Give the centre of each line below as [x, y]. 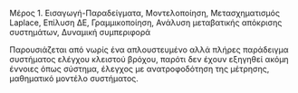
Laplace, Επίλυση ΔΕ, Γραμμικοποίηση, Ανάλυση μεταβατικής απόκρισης [146, 23]
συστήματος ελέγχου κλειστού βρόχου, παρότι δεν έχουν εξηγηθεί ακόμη [149, 59]
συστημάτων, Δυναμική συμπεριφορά [80, 32]
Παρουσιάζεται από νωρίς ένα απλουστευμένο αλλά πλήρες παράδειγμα [149, 50]
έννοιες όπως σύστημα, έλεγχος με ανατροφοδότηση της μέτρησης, [139, 69]
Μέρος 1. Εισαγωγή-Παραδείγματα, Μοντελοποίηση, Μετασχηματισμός [145, 13]
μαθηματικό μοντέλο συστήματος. [74, 79]
